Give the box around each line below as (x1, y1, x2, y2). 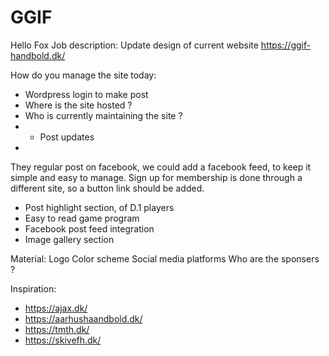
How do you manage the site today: (10, 69, 157, 81)
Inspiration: (10, 282, 57, 295)
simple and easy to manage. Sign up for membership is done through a (10, 171, 303, 183)
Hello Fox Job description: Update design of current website (10, 39, 259, 51)
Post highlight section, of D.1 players (24, 201, 175, 213)
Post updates (39, 131, 95, 143)
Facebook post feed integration (24, 222, 155, 235)
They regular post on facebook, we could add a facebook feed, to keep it (10, 161, 312, 173)
